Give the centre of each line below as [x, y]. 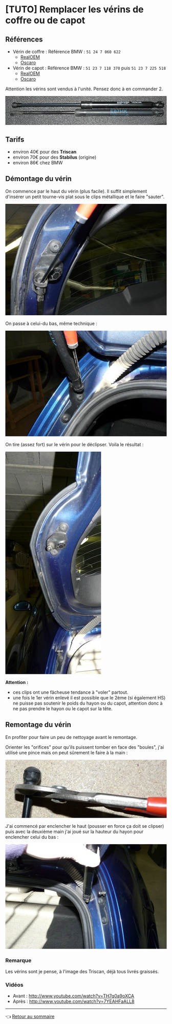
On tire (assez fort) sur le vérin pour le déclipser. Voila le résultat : [74, 444]
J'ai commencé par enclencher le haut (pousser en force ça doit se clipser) [85, 826]
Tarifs [15, 139]
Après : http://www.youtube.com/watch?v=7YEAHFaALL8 [73, 1001]
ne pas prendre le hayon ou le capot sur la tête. [62, 708]
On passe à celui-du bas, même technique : [51, 323]
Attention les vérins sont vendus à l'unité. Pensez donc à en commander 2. [84, 89]
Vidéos [14, 985]
